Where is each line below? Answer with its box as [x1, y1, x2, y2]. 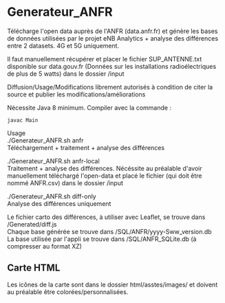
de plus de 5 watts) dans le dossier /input [7, 70, 125, 78]
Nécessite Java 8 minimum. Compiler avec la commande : [7, 103, 172, 112]
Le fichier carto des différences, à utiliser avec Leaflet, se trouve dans [7, 213, 206, 221]
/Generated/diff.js [7, 220, 57, 228]
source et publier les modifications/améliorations [7, 90, 146, 98]
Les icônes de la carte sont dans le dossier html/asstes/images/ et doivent [7, 280, 218, 289]
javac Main [7, 116, 39, 124]
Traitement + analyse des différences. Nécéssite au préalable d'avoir [7, 164, 203, 172]
